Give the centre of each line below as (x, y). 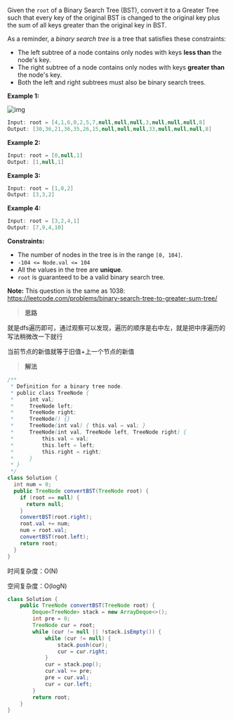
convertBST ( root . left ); (55, 537)
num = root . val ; (44, 531)
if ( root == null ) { (50, 498)
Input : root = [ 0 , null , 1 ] (45, 155)
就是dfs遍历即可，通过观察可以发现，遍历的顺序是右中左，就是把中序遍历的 (116, 328)
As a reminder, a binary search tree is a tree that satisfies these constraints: (117, 39)
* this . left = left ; (53, 445)
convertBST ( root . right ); (56, 517)
